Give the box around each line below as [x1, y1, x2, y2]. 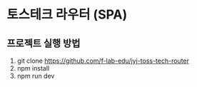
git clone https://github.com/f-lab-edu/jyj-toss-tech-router [16, 56, 190, 65]
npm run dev [16, 72, 55, 80]
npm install [16, 64, 50, 72]
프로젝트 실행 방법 [6, 37, 81, 49]
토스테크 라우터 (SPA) [6, 6, 128, 23]
